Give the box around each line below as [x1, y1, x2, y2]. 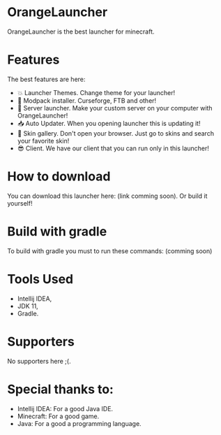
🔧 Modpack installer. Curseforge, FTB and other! [17, 96, 157, 105]
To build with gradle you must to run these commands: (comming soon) [7, 246, 213, 255]
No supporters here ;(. [7, 357, 71, 365]
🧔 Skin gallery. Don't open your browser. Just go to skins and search [17, 129, 215, 137]
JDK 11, [17, 301, 38, 310]
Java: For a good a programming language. [17, 419, 142, 427]
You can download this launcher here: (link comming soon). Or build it [7, 192, 208, 200]
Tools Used [7, 271, 74, 287]
